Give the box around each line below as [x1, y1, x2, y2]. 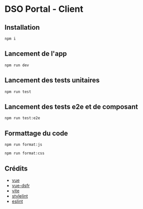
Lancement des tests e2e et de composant [4, 103, 139, 111]
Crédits [4, 164, 28, 172]
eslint [11, 199, 23, 205]
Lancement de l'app [4, 49, 67, 58]
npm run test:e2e [4, 116, 40, 121]
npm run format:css [4, 151, 45, 156]
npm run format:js [4, 142, 42, 147]
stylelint [11, 193, 28, 199]
